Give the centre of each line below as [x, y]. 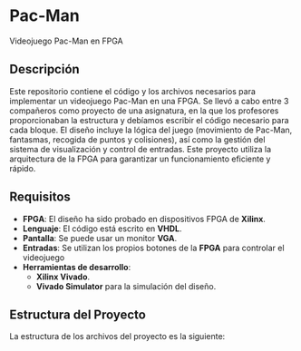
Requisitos [40, 197]
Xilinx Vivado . [63, 277]
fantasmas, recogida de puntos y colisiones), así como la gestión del [137, 139]
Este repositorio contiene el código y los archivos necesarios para [133, 91]
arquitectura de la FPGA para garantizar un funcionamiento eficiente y [140, 159]
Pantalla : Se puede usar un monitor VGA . [100, 238]
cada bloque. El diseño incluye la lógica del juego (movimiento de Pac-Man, [151, 130]
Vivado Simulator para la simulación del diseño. [126, 286]
